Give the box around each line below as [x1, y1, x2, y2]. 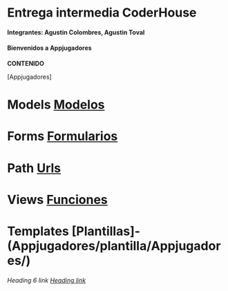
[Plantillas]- [71, 223, 140, 239]
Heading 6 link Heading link [7, 276, 86, 284]
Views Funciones [7, 191, 108, 207]
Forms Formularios [7, 129, 118, 144]
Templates [7, 223, 69, 239]
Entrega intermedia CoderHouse [7, 5, 197, 21]
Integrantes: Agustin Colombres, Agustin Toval [7, 28, 145, 36]
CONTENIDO [7, 59, 45, 67]
